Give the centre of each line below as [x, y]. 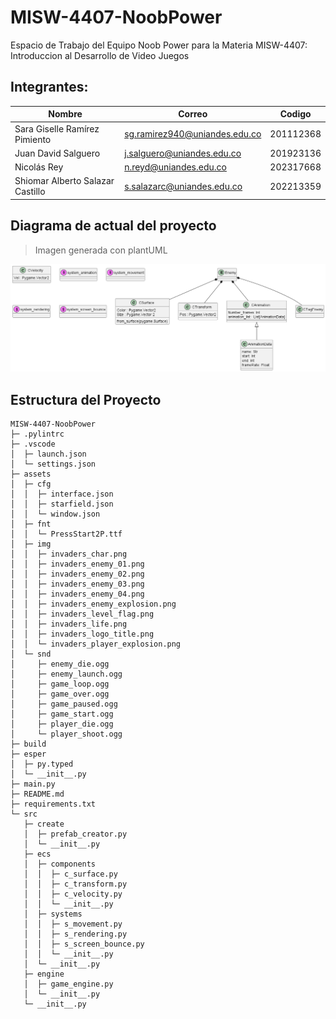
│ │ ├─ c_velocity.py [73, 894]
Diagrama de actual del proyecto [113, 226]
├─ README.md [37, 794]
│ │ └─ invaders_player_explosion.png [96, 644]
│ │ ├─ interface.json [62, 494]
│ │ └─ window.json [55, 514]
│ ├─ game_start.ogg [62, 714]
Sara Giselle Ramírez [57, 128]
